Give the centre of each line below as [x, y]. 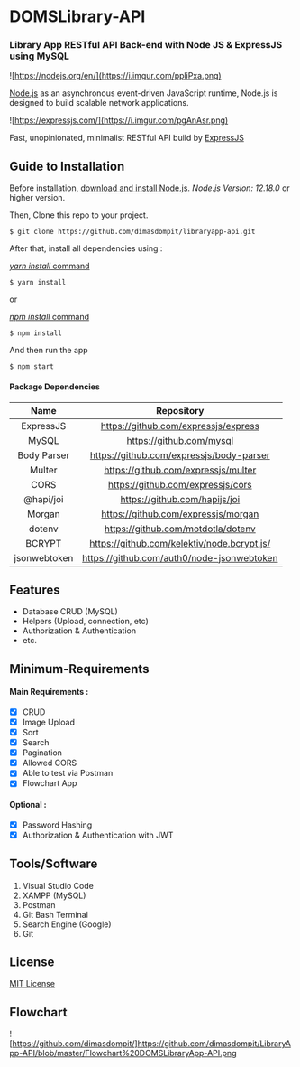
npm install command [50, 317]
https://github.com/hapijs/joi [180, 499]
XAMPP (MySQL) [54, 895]
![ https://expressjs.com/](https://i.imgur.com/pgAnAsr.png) [119, 120]
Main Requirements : [49, 692]
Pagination [42, 753]
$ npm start [32, 367]
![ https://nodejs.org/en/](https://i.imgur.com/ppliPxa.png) [116, 76]
